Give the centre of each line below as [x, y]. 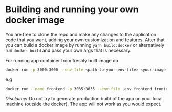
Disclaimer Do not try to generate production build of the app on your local [84, 98]
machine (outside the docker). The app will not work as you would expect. [83, 104]
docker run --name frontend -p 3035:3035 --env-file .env [68, 89]
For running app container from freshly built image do [62, 60]
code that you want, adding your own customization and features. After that [85, 40]
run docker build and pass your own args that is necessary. [68, 50]
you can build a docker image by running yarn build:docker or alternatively [85, 45]
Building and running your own [72, 9]
